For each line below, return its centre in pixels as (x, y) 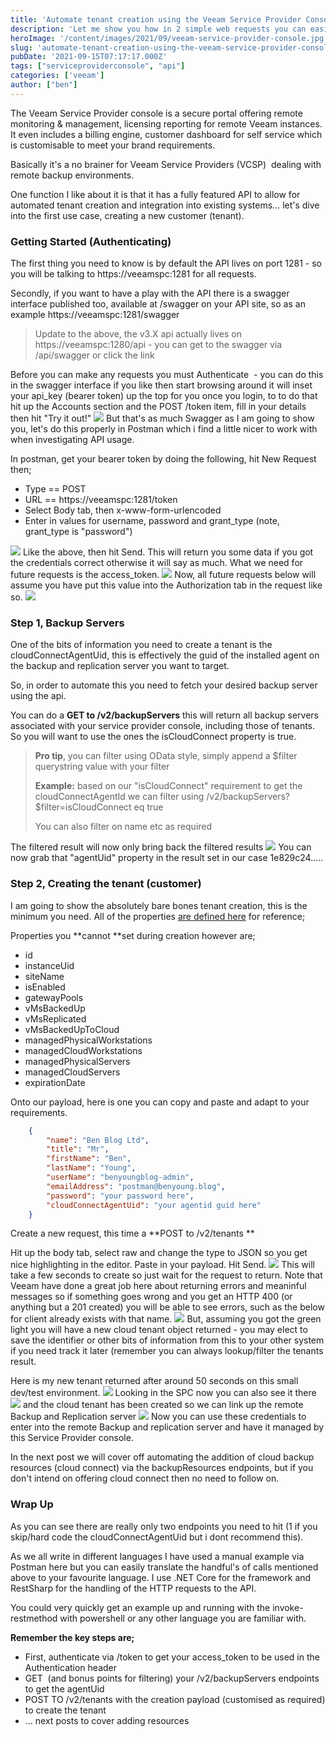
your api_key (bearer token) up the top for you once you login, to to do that (164, 396)
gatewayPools (54, 997)
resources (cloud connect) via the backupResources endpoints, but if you (162, 1468)
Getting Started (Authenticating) (91, 241)
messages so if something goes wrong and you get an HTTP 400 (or (151, 1297)
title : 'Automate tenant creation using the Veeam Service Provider (156, 19)
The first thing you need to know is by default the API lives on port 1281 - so (166, 263)
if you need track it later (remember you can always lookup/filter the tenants (167, 1351)
